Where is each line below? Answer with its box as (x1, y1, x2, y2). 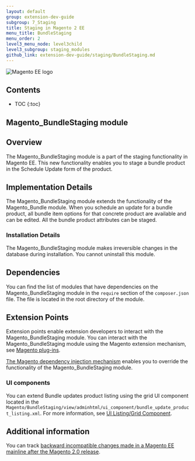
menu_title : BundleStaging (6, 30, 72, 36)
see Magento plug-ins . (6, 346, 61, 354)
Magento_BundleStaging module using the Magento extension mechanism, (6, 340, 187, 348)
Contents (6, 85, 41, 95)
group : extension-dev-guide (6, 14, 75, 20)
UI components (6, 379, 51, 387)
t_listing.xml (6, 411, 41, 417)
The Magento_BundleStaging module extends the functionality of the (6, 198, 172, 205)
